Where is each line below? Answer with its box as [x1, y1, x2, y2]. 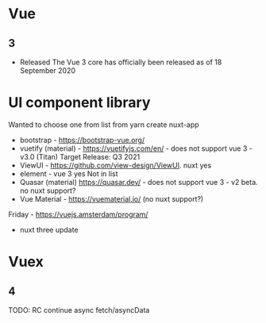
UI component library [8, 94, 151, 112]
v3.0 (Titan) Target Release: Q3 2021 [19, 152, 141, 161]
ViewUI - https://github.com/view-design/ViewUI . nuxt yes [19, 160, 212, 170]
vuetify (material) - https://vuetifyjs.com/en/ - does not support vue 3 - [19, 144, 253, 153]
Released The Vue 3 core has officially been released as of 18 [19, 57, 222, 67]
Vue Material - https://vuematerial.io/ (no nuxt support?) [19, 194, 204, 203]
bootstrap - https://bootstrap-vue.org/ [19, 135, 145, 144]
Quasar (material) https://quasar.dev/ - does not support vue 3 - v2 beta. [19, 177, 258, 186]
